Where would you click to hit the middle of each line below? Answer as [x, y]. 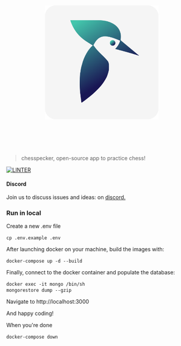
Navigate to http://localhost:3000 [48, 302]
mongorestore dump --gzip [39, 290]
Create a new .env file [34, 226]
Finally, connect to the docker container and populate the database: [91, 273]
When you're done [29, 325]
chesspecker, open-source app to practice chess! [83, 158]
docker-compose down [32, 337]
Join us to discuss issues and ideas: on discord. [66, 197]
